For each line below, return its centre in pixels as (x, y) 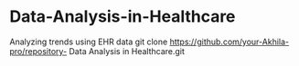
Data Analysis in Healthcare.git (127, 51)
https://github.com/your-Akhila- (230, 42)
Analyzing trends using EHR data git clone (89, 42)
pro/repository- (38, 51)
